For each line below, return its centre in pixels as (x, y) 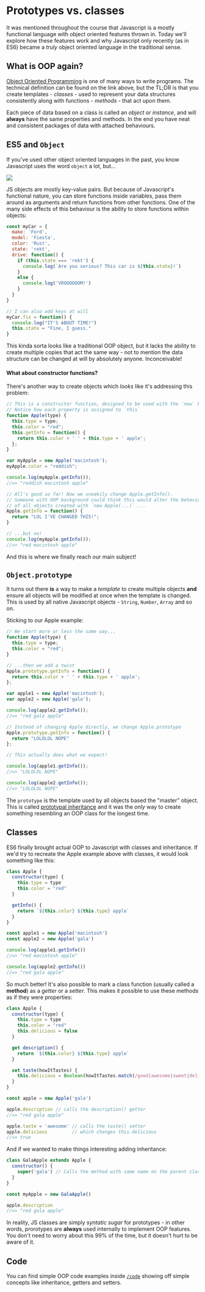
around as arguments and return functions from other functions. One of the (101, 202)
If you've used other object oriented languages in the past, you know (93, 159)
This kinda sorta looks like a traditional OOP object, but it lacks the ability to (101, 346)
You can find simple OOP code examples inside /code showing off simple (98, 1276)
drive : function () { (38, 254)
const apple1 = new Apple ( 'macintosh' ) (57, 934)
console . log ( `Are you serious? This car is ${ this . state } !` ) (102, 266)
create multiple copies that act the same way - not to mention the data (95, 352)
